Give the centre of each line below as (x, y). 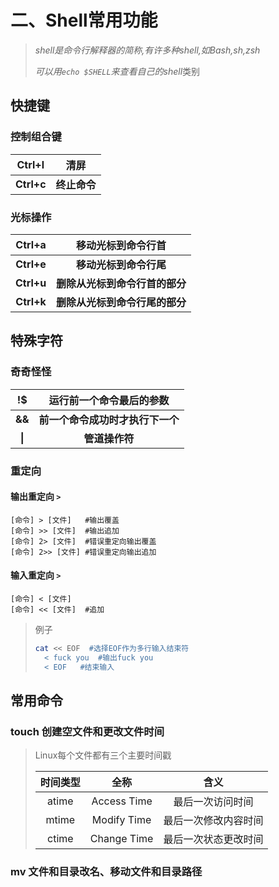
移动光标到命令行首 (121, 245)
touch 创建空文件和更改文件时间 (87, 731)
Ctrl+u (31, 283)
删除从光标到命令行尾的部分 (121, 302)
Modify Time (121, 820)
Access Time (122, 801)
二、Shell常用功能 (84, 20)
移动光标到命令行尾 (121, 264)
